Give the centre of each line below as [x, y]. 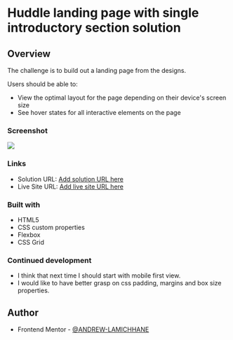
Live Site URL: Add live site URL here [71, 186]
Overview [29, 54]
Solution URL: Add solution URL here [71, 179]
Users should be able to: [43, 84]
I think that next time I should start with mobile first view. [99, 276]
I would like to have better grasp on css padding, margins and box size [120, 283]
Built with [24, 205]
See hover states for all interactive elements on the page [99, 113]
